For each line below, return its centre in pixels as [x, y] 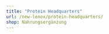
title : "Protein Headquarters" [44, 11]
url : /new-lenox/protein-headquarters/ [55, 17]
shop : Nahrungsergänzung [36, 22]
